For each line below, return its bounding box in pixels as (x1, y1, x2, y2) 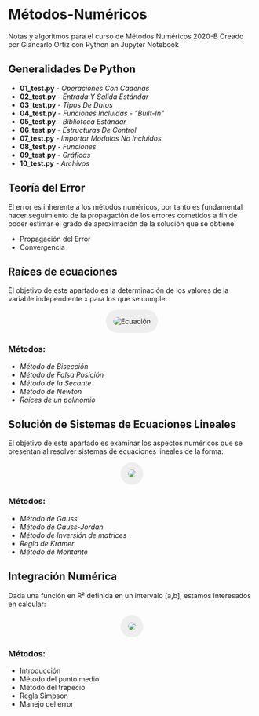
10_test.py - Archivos (19, 159, 90, 168)
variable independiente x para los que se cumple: (8, 294, 168, 304)
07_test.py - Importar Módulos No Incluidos (19, 133, 162, 143)
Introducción (19, 666, 61, 675)
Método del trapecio (19, 682, 86, 692)
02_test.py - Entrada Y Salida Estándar (19, 92, 149, 101)
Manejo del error (19, 699, 74, 708)
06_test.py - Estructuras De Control (19, 125, 137, 134)
